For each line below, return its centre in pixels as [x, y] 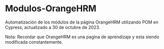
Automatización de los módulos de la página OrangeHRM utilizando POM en [82, 22]
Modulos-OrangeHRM [51, 9]
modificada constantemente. [34, 42]
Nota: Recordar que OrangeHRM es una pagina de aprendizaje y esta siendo [82, 37]
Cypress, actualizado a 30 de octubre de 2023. [53, 27]
